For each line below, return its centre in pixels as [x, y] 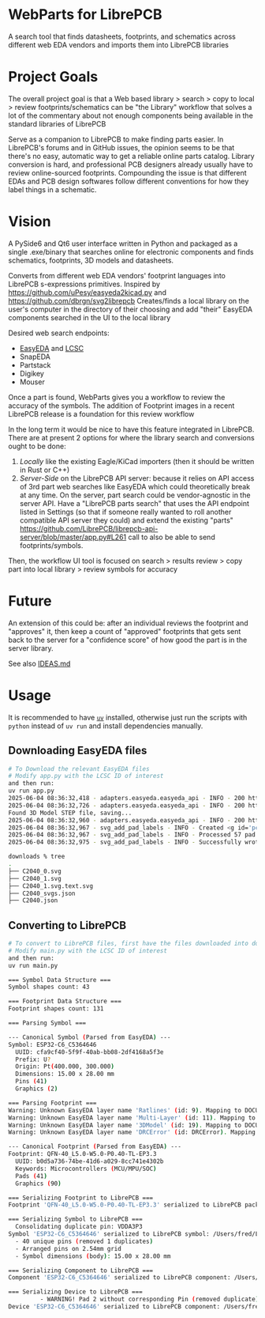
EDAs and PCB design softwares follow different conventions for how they [129, 181]
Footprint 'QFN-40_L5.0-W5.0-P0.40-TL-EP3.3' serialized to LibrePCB [125, 1205]
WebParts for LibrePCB [85, 15]
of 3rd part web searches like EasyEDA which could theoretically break [135, 486]
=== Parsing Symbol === [47, 1023]
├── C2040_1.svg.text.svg [50, 886]
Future [30, 601]
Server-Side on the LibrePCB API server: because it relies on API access [137, 478]
